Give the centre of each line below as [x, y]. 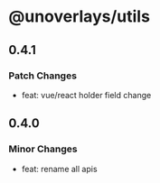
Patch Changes [43, 76]
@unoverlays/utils [80, 17]
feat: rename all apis [59, 169]
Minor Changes [43, 149]
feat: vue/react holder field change [86, 95]
